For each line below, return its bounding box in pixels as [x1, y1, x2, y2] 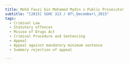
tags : [5, 16, 16, 21]
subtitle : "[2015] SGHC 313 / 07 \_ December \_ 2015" [5, 12, 109, 16]
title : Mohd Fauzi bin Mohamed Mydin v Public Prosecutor [5, 7, 124, 12]
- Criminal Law [9, 20, 40, 26]
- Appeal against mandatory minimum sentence [9, 43, 103, 48]
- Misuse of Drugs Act [9, 29, 55, 34]
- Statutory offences [9, 25, 53, 30]
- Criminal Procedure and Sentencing [9, 34, 86, 39]
